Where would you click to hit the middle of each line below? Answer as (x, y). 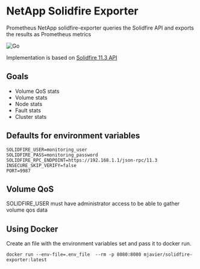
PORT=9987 (19, 171)
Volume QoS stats (37, 91)
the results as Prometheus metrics (49, 34)
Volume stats (31, 97)
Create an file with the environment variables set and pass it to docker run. (99, 244)
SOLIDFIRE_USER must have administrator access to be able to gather (93, 204)
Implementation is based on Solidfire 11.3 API (62, 57)
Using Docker (32, 229)
